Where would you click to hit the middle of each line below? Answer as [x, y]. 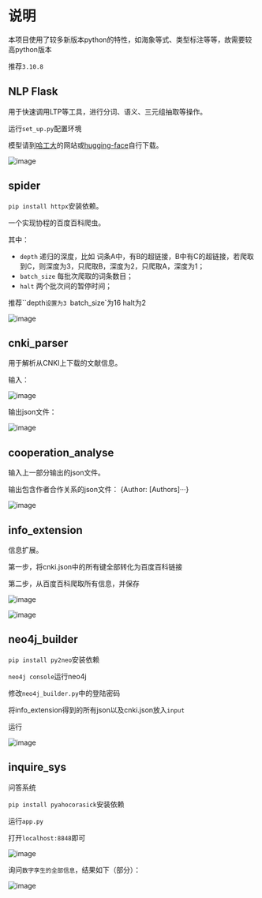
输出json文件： [32, 412]
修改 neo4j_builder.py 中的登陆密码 [64, 693]
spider [24, 186]
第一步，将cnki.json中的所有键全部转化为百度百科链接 [95, 567]
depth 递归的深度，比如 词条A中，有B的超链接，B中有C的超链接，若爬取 [137, 256]
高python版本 [30, 49]
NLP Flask [33, 92]
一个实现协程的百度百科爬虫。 [56, 223]
